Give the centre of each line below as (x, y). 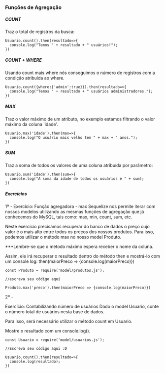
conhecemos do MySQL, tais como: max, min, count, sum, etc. (69, 217)
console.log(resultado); (35, 361)
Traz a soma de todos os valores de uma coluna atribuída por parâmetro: (79, 165)
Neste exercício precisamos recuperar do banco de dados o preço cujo (78, 226)
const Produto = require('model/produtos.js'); (55, 270)
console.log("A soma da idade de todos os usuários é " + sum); (77, 179)
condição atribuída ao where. (35, 78)
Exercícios (16, 194)
